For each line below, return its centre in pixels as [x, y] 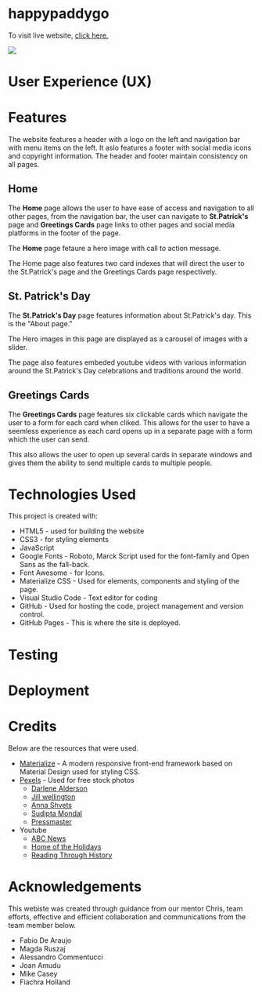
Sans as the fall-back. [54, 565]
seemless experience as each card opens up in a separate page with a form [130, 431]
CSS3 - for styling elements [64, 540]
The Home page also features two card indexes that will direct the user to [126, 263]
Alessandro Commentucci [61, 957]
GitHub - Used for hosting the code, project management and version [131, 606]
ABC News [48, 838]
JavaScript [37, 548]
